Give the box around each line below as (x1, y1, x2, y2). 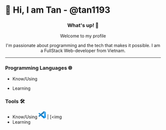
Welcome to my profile (60, 33, 106, 39)
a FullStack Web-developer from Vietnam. (40, 48, 126, 53)
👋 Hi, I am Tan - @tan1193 (5, 4, 111, 16)
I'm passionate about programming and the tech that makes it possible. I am (5, 43, 161, 49)
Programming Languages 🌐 (5, 65, 73, 72)
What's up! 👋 (67, 22, 99, 29)
